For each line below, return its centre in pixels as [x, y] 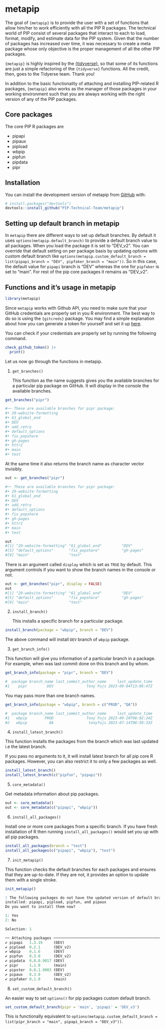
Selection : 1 [18, 929]
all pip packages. [22, 837]
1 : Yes [12, 916]
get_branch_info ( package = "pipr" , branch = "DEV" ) [59, 673]
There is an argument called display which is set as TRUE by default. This [79, 565]
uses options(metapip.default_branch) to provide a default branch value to [81, 241]
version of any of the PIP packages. [41, 99]
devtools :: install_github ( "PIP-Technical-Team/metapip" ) [65, 208]
